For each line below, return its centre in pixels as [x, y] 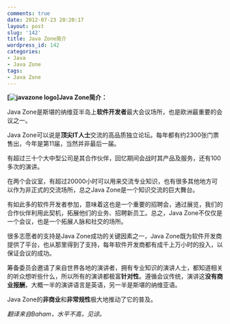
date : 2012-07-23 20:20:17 [46, 20]
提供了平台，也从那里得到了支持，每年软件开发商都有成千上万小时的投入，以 [115, 245]
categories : [24, 52]
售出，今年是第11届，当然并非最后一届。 [64, 144]
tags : [15, 71]
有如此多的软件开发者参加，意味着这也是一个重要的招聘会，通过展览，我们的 [115, 204]
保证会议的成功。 [31, 253]
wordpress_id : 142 [33, 45]
